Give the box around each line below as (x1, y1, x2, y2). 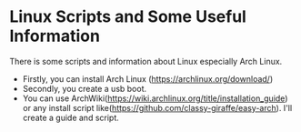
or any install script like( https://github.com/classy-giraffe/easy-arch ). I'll (22, 102, 293, 113)
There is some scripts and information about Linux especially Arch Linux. (9, 56, 283, 66)
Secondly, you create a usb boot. (22, 83, 147, 94)
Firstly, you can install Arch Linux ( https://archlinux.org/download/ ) (22, 73, 274, 84)
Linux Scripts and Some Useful (9, 6, 247, 27)
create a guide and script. (22, 112, 120, 123)
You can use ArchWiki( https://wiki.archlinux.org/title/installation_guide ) (22, 93, 288, 104)
